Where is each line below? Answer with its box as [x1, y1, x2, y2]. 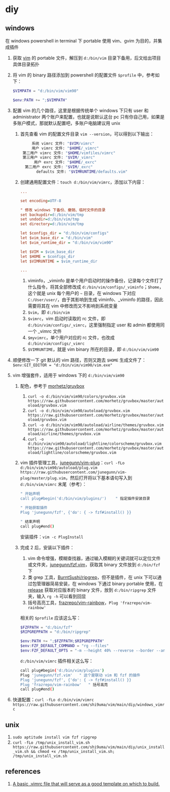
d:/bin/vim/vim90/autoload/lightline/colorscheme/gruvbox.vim [27, 441, 162, 446]
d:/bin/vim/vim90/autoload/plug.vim [20, 465, 98, 471]
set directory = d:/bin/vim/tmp [20, 221, 84, 227]
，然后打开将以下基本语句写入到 [65, 475, 133, 481]
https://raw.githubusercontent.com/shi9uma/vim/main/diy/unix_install [12, 745, 165, 750]
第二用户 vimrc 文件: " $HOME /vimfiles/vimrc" [22, 150, 116, 156]
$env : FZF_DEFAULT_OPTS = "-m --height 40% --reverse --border [20, 648, 154, 653]
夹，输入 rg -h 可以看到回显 [27, 593, 87, 599]
